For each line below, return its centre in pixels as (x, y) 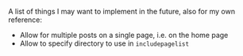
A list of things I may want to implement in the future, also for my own (122, 11)
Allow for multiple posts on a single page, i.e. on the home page (124, 35)
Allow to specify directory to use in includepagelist (104, 43)
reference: (25, 20)
